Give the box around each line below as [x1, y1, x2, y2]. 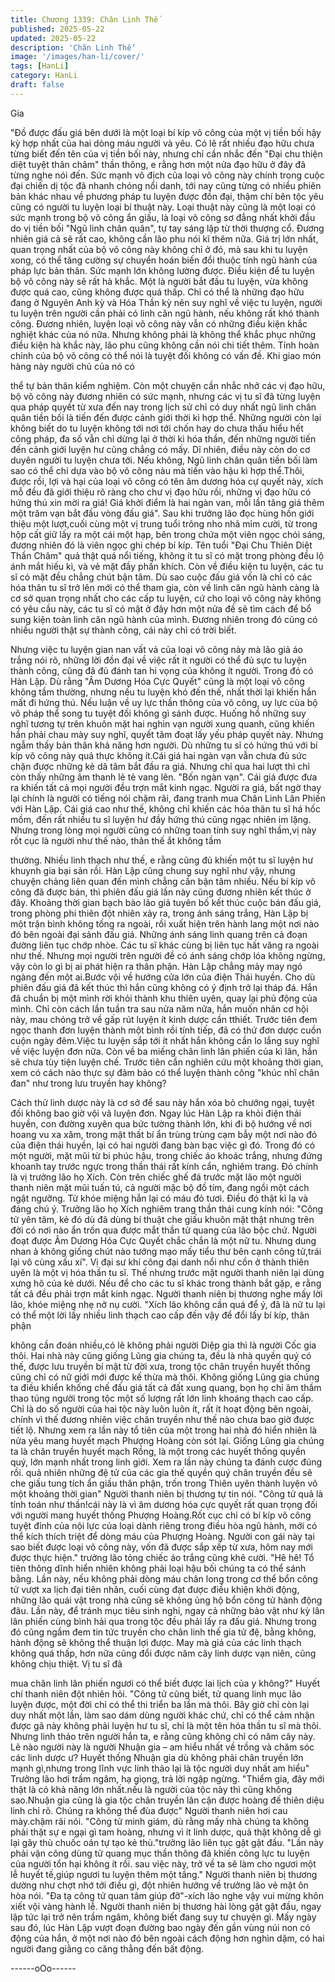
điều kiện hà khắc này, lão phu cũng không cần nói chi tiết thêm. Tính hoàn [10, 339, 320, 351]
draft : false [10, 80, 65, 90]
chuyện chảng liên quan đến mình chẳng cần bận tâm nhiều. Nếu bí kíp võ [10, 875, 316, 887]
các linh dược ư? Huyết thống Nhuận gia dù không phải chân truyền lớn [10, 1751, 304, 1763]
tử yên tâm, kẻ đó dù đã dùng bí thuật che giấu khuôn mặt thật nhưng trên [10, 1213, 315, 1225]
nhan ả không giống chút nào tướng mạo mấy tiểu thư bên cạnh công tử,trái [10, 1245, 322, 1257]
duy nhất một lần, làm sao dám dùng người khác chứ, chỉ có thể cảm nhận [10, 1709, 315, 1721]
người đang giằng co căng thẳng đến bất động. [10, 1942, 205, 1955]
